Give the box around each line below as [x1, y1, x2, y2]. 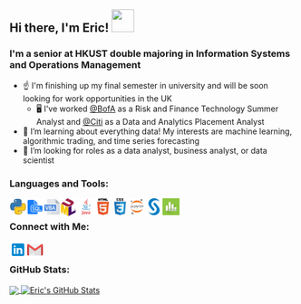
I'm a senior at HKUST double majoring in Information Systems [9, 47, 291, 60]
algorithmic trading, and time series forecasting [22, 135, 200, 146]
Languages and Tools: [9, 177, 109, 190]
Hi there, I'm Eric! [9, 20, 110, 36]
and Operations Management [9, 59, 141, 71]
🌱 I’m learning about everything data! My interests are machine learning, [22, 126, 293, 137]
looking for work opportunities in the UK [22, 92, 172, 104]
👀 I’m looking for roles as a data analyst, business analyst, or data [22, 145, 267, 156]
